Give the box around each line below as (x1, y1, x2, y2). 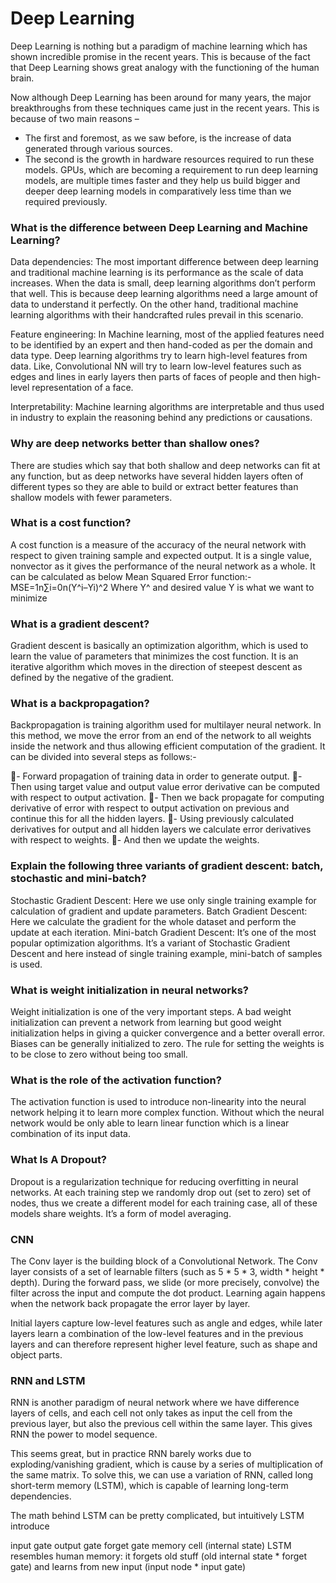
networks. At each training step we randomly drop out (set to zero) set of (10, 1186, 312, 1198)
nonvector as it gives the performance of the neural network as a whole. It (10, 560, 316, 572)
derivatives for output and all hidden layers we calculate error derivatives (10, 823, 312, 836)
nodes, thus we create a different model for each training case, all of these (10, 1197, 318, 1209)
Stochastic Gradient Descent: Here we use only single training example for (10, 894, 317, 906)
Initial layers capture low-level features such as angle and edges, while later (10, 1317, 323, 1329)
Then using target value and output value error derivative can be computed (10, 781, 321, 793)
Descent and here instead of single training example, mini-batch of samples (10, 947, 323, 959)
